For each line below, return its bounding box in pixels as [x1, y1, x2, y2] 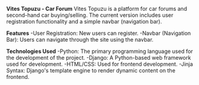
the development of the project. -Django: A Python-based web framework [6, 54, 191, 61]
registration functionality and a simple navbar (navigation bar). [6, 18, 163, 25]
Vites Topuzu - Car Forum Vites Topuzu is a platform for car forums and [6, 5, 187, 12]
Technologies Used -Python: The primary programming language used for [6, 48, 193, 55]
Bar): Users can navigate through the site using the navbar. [6, 36, 153, 43]
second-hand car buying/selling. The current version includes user [6, 11, 174, 19]
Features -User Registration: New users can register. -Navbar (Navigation [6, 30, 191, 37]
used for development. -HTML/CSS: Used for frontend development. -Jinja [6, 60, 193, 68]
